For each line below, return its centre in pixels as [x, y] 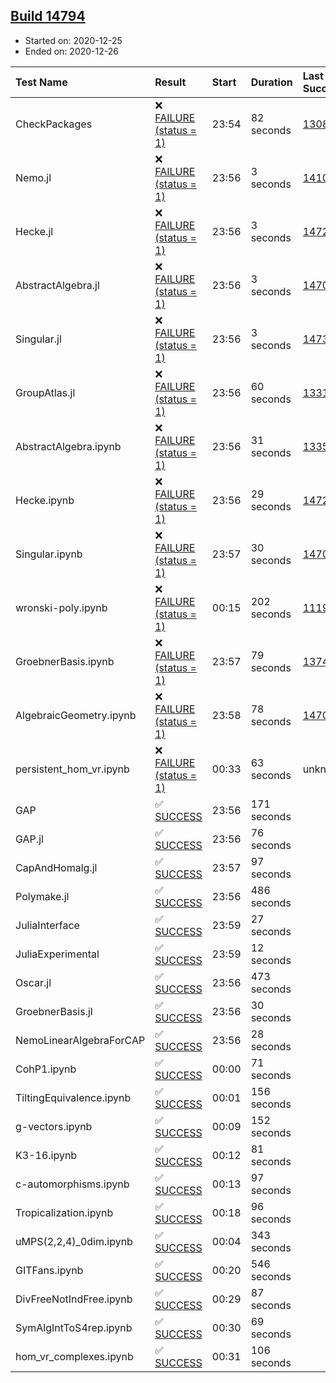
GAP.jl [29, 839]
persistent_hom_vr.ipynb [72, 769]
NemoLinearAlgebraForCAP [80, 1040]
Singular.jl [38, 339]
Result [170, 82]
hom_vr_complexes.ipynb [74, 1356]
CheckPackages [54, 124]
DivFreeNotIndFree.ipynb [74, 1299]
